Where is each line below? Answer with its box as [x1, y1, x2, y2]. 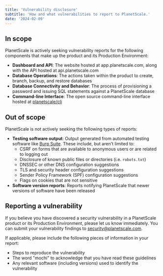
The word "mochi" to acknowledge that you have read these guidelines [12, 255, 156, 261]
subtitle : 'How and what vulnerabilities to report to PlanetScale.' [5, 12, 151, 17]
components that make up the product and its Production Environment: [5, 53, 149, 59]
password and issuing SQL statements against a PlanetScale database [12, 88, 155, 94]
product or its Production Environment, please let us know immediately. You [5, 220, 158, 226]
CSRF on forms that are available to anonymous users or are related [19, 146, 157, 152]
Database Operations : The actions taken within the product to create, [12, 73, 154, 79]
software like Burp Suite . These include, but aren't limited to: [12, 141, 135, 146]
